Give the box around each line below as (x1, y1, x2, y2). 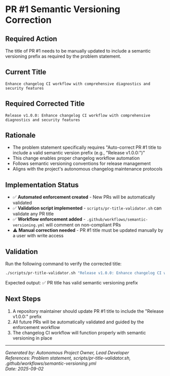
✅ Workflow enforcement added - (12, 216, 86, 222)
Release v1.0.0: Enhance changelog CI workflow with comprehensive (5, 113, 151, 118)
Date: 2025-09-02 (5, 365, 44, 371)
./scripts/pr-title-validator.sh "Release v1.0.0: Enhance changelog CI (5, 271, 162, 276)
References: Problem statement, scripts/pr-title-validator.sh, (5, 355, 131, 361)
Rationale (5, 131, 36, 140)
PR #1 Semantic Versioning (5, 4, 120, 15)
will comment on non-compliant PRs (45, 222, 121, 228)
